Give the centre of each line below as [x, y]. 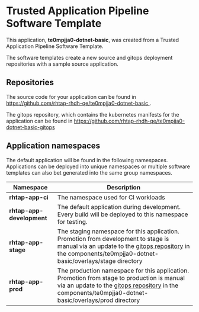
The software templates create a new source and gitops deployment [89, 57]
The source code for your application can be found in [71, 97]
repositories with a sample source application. [62, 64]
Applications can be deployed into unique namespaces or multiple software [98, 166]
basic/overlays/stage [86, 260]
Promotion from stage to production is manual [121, 278]
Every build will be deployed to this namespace [123, 214]
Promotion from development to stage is [113, 239]
